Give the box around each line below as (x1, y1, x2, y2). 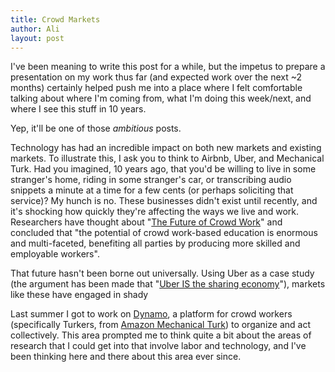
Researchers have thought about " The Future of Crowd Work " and (10, 216, 283, 228)
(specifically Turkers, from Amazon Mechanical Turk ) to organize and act (10, 319, 311, 331)
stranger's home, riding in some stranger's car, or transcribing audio (10, 174, 292, 186)
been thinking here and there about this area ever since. (10, 351, 242, 363)
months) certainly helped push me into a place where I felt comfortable (10, 82, 303, 94)
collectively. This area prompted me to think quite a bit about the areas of (10, 329, 312, 341)
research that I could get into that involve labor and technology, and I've (10, 340, 307, 352)
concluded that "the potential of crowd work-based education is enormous (10, 227, 318, 239)
